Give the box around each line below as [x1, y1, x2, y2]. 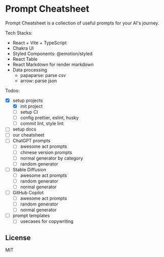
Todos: [5, 87, 20, 93]
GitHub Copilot [12, 189, 44, 195]
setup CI [20, 109, 38, 115]
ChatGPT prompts [12, 138, 51, 144]
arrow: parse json [20, 78, 57, 84]
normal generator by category [20, 155, 83, 161]
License [5, 233, 31, 242]
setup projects [12, 97, 43, 104]
